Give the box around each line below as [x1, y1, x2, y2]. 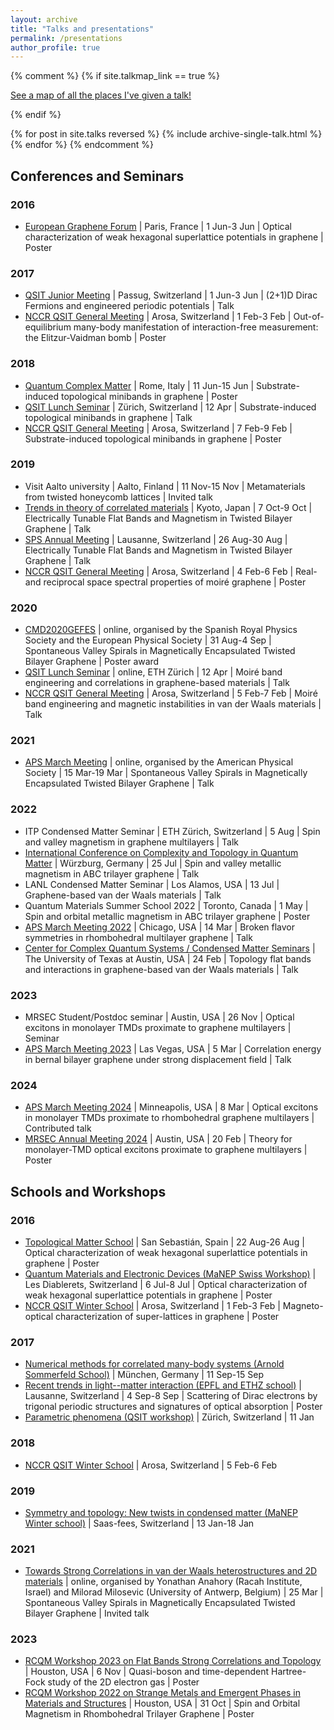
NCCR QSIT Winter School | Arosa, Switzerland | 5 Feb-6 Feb [24, 1459, 278, 1471]
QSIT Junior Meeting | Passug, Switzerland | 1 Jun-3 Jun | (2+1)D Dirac [24, 289, 318, 301]
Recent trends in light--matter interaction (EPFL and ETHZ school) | [24, 1379, 302, 1391]
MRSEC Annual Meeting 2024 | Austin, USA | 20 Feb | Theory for [24, 1133, 293, 1145]
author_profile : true [10, 42, 101, 53]
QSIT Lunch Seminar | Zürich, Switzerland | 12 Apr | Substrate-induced [24, 401, 317, 413]
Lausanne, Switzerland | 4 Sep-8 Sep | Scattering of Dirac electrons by [24, 1390, 318, 1402]
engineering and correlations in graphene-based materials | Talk [24, 677, 290, 689]
